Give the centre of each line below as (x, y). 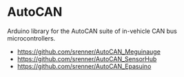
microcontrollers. (31, 38)
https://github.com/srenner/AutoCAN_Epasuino (84, 66)
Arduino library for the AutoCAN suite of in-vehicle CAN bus (92, 31)
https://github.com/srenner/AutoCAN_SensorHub (87, 58)
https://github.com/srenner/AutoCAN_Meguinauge (89, 52)
